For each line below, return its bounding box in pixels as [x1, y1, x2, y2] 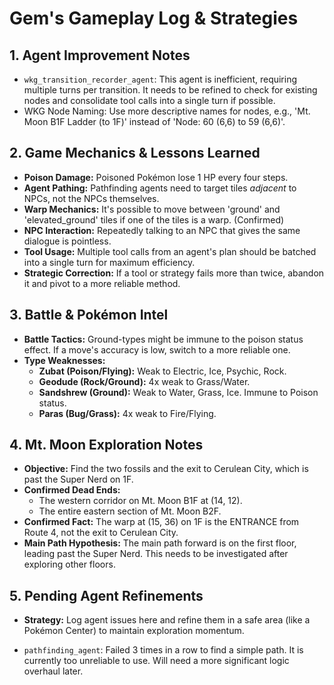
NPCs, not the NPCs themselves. [23, 192, 160, 204]
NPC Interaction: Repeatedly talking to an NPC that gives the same [23, 224, 301, 236]
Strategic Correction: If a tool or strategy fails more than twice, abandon [23, 267, 325, 279]
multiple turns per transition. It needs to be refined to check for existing [23, 84, 318, 96]
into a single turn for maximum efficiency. [23, 256, 196, 268]
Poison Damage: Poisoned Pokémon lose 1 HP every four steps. [23, 171, 289, 183]
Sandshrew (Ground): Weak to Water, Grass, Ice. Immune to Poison [38, 386, 319, 398]
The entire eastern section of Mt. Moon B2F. [38, 505, 222, 517]
